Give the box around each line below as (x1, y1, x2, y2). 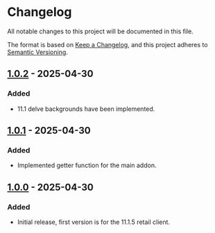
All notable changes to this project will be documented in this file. (7, 27, 194, 35)
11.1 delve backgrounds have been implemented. (17, 105, 155, 113)
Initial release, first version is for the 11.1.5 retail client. (17, 218, 171, 226)
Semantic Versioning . (7, 48, 68, 56)
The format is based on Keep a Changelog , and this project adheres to (7, 40, 208, 49)
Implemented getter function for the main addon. (17, 161, 157, 170)
